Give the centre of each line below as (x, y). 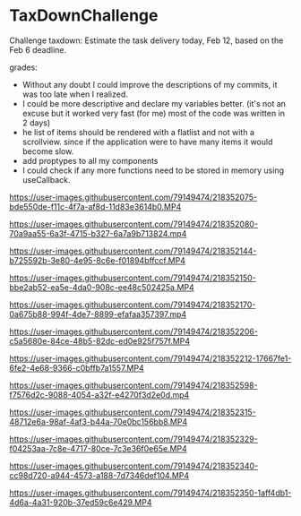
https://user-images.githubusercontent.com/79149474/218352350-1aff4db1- (150, 493)
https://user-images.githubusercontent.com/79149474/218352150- (133, 278)
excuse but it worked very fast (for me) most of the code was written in (153, 113)
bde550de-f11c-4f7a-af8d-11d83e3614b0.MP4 (95, 206)
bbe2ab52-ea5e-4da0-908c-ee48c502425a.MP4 (102, 287)
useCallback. (46, 179)
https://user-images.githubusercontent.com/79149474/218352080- (133, 224)
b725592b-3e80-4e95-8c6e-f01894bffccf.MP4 (98, 260)
